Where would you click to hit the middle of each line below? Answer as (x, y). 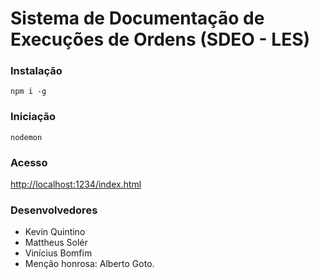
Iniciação (33, 117)
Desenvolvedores (54, 210)
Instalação (36, 71)
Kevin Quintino (55, 232)
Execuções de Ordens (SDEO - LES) (160, 39)
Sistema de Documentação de (137, 18)
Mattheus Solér (56, 243)
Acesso (29, 162)
